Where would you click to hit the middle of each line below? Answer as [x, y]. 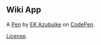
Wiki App [24, 10]
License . [17, 36]
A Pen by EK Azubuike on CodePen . [50, 24]
